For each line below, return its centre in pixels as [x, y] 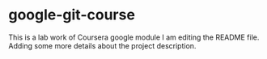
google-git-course [72, 15]
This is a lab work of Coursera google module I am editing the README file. [134, 37]
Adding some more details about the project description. [102, 45]
